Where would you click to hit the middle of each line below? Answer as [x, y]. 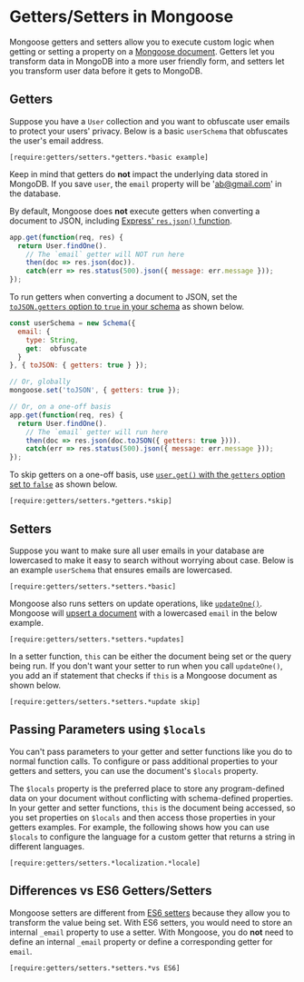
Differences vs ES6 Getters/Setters [111, 891]
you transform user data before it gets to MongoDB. [106, 71]
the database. [35, 193]
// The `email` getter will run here [97, 432]
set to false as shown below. [64, 484]
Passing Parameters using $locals [108, 730]
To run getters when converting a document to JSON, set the [123, 297]
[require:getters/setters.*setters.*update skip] [105, 701]
